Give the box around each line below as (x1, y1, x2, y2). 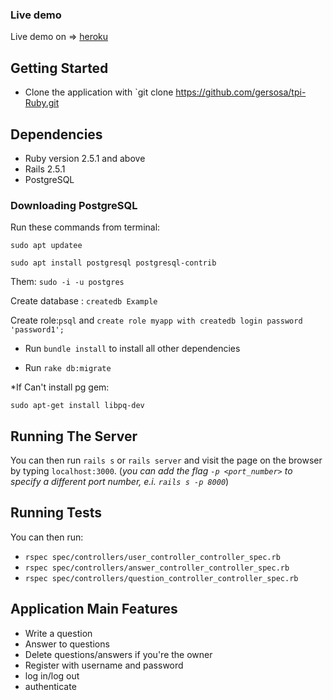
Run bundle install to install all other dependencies (24, 343, 241, 355)
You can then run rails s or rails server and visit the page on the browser (10, 454, 323, 467)
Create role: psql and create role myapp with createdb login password (10, 314, 303, 327)
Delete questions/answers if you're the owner (24, 648, 213, 660)
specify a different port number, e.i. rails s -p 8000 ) (10, 476, 230, 488)
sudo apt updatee (10, 241, 83, 251)
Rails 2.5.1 (24, 163, 66, 175)
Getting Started (10, 59, 109, 77)
